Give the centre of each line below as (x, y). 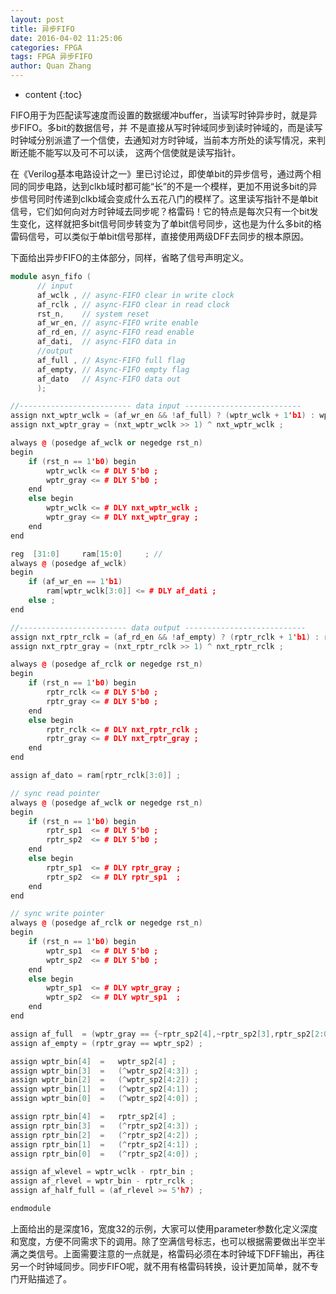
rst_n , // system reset (93, 314)
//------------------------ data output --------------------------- (158, 627)
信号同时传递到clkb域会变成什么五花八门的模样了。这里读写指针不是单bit (168, 199)
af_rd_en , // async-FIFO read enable (115, 332)
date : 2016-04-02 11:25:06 (66, 38)
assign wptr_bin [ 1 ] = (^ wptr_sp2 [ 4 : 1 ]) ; (104, 1089)
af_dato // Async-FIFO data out (109, 379)
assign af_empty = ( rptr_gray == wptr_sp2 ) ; (106, 1043)
